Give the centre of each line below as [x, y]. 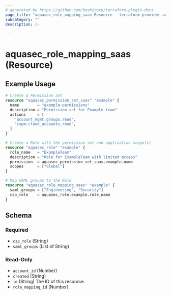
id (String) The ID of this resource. [49, 282]
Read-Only [19, 260]
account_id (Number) [35, 271]
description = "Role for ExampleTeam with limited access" [74, 157]
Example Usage [31, 84]
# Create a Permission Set [34, 96]
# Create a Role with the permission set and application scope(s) [78, 143]
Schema [19, 215]
